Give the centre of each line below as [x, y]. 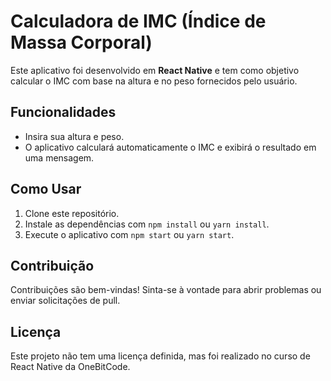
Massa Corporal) [81, 42]
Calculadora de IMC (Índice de [138, 21]
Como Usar [46, 189]
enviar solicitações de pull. [65, 301]
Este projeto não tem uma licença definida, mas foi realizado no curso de [160, 356]
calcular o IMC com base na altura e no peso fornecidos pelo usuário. [154, 81]
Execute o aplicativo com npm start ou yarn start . [129, 234]
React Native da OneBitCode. [70, 367]
